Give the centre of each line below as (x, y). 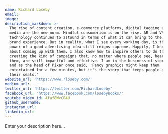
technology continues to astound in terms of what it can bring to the (86, 38)
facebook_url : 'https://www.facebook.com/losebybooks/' (64, 93)
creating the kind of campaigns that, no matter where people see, (81, 56)
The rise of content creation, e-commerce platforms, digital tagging (85, 28)
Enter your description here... (35, 126)
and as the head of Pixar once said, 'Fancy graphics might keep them (85, 65)
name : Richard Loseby (28, 10)
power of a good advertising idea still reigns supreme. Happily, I (82, 47)
